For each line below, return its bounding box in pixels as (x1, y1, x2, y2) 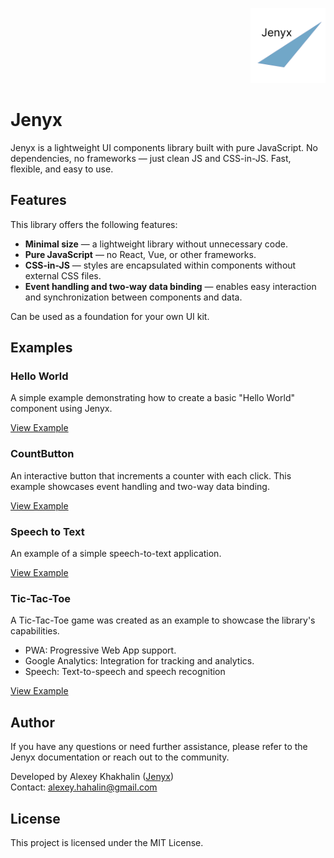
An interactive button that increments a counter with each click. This (10, 469, 292, 482)
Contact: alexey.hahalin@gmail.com (10, 781, 158, 793)
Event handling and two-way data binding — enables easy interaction (24, 280, 317, 292)
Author (10, 714, 55, 731)
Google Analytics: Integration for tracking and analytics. (24, 655, 255, 667)
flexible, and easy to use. (10, 163, 114, 175)
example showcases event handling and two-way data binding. (10, 480, 270, 492)
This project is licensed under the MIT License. (10, 836, 204, 848)
